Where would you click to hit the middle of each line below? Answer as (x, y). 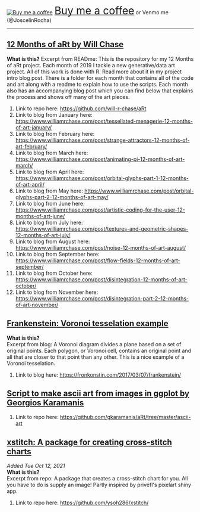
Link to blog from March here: (52, 153)
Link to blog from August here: (53, 241)
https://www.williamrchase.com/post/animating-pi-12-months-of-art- (100, 159)
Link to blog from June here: (50, 203)
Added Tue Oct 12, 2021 (36, 466)
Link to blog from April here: (50, 172)
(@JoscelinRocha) (29, 20)
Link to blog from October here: (54, 273)
